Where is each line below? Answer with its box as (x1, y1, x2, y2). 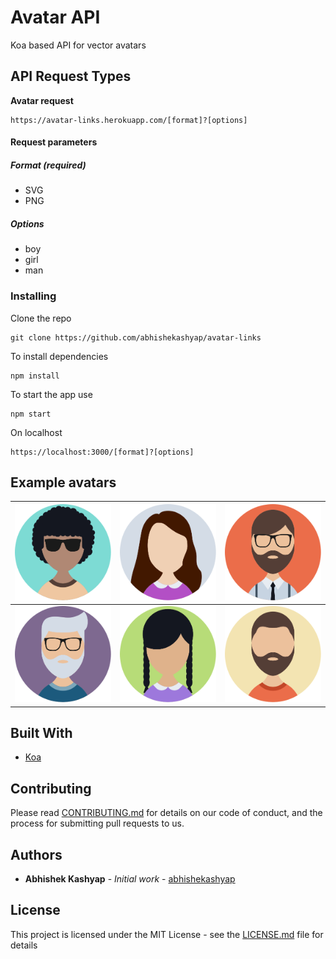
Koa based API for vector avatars (10, 39, 147, 51)
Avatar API (10, 6, 101, 29)
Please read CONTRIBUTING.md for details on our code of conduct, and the (10, 807, 323, 819)
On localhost (10, 426, 63, 438)
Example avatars (10, 474, 117, 491)
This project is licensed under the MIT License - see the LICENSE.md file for (10, 928, 324, 940)
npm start (10, 409, 52, 419)
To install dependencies (10, 350, 109, 362)
